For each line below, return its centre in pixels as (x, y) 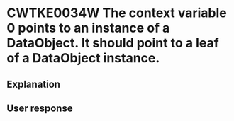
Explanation (34, 84)
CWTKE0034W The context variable (117, 13)
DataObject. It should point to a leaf (113, 43)
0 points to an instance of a (88, 28)
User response (40, 108)
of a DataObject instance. (83, 58)
